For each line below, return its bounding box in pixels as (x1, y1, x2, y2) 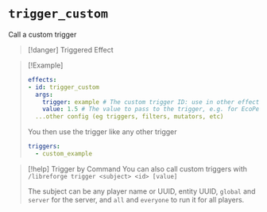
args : (35, 91, 53, 98)
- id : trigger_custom (27, 83, 100, 91)
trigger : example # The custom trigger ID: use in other (42, 98, 235, 106)
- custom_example (35, 150, 93, 158)
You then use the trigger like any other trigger (27, 127, 177, 137)
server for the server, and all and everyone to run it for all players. (27, 195, 245, 204)
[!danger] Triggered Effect (27, 44, 114, 54)
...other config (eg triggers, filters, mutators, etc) (35, 113, 224, 121)
